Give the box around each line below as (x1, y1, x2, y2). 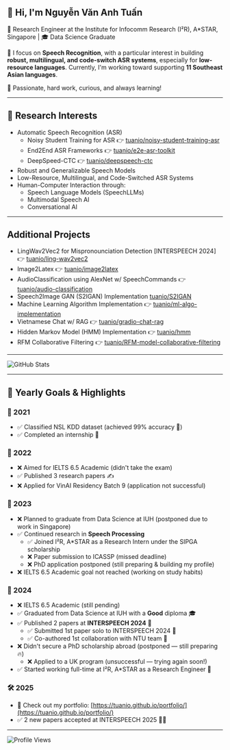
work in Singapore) (16, 522, 71, 531)
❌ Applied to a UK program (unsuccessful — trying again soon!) (27, 658, 207, 666)
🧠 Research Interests (7, 110, 98, 122)
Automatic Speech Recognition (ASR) (16, 128, 123, 136)
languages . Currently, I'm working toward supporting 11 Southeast (34, 63, 223, 71)
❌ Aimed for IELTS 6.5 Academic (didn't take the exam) (16, 464, 172, 472)
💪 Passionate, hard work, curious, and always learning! (7, 84, 162, 92)
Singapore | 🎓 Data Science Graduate (7, 32, 116, 41)
